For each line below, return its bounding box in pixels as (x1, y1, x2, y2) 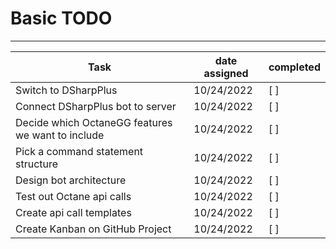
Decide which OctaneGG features (15, 115, 173, 129)
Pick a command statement (15, 144, 144, 158)
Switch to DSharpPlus (15, 83, 118, 97)
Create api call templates (15, 205, 132, 219)
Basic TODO (10, 7, 113, 30)
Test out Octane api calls (15, 189, 132, 203)
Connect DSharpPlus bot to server (15, 99, 177, 113)
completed (268, 60, 321, 74)
